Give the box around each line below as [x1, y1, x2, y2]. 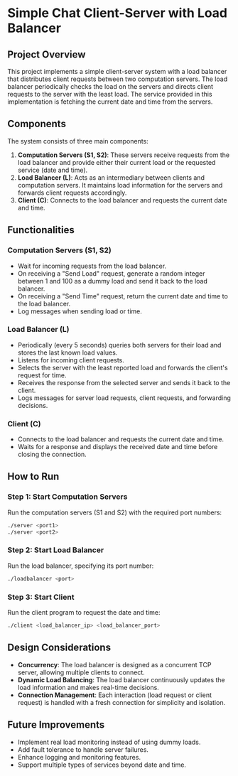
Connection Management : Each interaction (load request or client [17, 691, 212, 699]
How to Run [7, 470, 60, 483]
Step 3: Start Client [7, 592, 75, 602]
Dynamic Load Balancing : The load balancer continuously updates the [17, 675, 225, 684]
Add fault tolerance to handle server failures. [17, 745, 149, 754]
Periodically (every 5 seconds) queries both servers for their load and [17, 340, 222, 349]
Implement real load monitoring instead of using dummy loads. [17, 738, 201, 746]
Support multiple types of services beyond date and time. [17, 760, 187, 769]
